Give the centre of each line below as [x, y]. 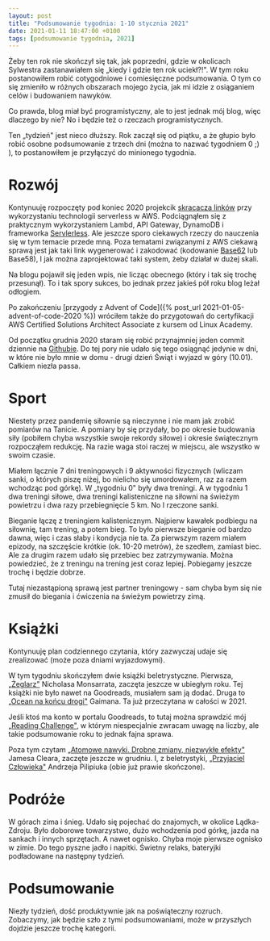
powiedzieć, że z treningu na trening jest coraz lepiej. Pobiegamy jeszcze [130, 564]
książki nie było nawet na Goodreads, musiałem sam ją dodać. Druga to [127, 693]
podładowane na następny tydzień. [66, 856]
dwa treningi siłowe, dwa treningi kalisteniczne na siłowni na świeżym [124, 496]
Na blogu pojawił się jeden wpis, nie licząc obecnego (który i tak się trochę [133, 274]
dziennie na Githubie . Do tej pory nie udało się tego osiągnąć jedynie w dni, [133, 349]
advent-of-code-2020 [45, 316]
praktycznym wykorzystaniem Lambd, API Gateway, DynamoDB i [116, 225]
